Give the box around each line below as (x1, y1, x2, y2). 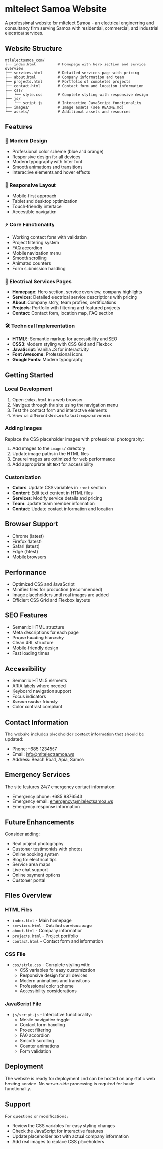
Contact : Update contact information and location (12, 506, 113, 511)
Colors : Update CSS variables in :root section (12, 484, 107, 490)
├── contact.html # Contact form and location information (5, 83, 144, 88)
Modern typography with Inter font (12, 159, 82, 165)
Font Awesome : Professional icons (12, 351, 83, 357)
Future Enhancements (5, 818, 75, 827)
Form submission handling (12, 266, 66, 272)
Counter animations (19, 1043, 60, 1049)
